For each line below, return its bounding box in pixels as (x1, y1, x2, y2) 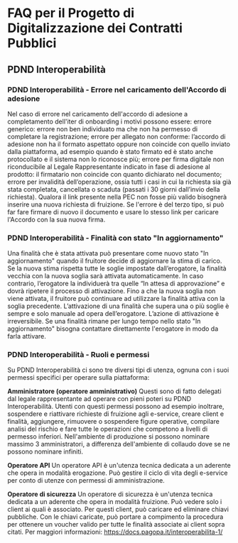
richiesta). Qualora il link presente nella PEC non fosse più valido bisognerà (7, 192, 227, 201)
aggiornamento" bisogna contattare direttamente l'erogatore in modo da (7, 324, 219, 333)
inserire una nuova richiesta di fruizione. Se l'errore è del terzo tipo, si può (7, 200, 225, 209)
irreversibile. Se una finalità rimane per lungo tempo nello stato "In (7, 317, 201, 326)
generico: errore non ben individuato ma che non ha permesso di (7, 124, 198, 133)
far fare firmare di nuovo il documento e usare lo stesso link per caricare (7, 207, 219, 216)
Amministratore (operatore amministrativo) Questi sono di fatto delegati (7, 387, 222, 395)
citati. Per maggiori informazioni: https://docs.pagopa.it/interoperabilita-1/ (7, 527, 223, 537)
